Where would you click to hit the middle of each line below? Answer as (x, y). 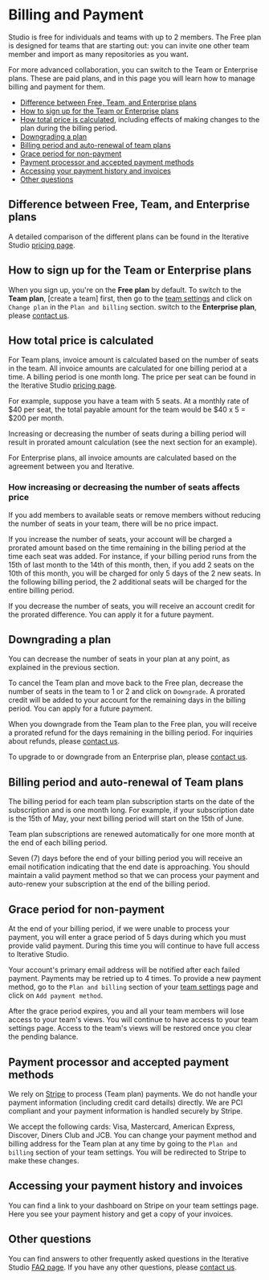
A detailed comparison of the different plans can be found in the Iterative (128, 236)
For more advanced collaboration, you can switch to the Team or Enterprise (133, 69)
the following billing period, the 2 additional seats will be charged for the (128, 581)
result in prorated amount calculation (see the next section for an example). (133, 442)
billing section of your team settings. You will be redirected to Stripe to (127, 1152)
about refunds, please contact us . (64, 741)
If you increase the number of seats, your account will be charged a (120, 539)
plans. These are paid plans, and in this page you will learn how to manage (132, 78)
